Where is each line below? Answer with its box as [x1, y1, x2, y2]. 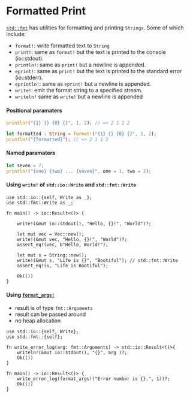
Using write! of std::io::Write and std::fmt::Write [6, 181, 137, 188]
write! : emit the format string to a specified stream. [14, 86, 143, 94]
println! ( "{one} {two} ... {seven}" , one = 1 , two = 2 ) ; [6, 168, 152, 174]
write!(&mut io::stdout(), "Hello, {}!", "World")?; [17, 221, 152, 227]
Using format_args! [6, 291, 55, 298]
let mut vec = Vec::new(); [17, 231, 85, 237]
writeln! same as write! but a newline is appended [14, 93, 143, 100]
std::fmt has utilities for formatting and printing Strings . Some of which [6, 24, 184, 31]
